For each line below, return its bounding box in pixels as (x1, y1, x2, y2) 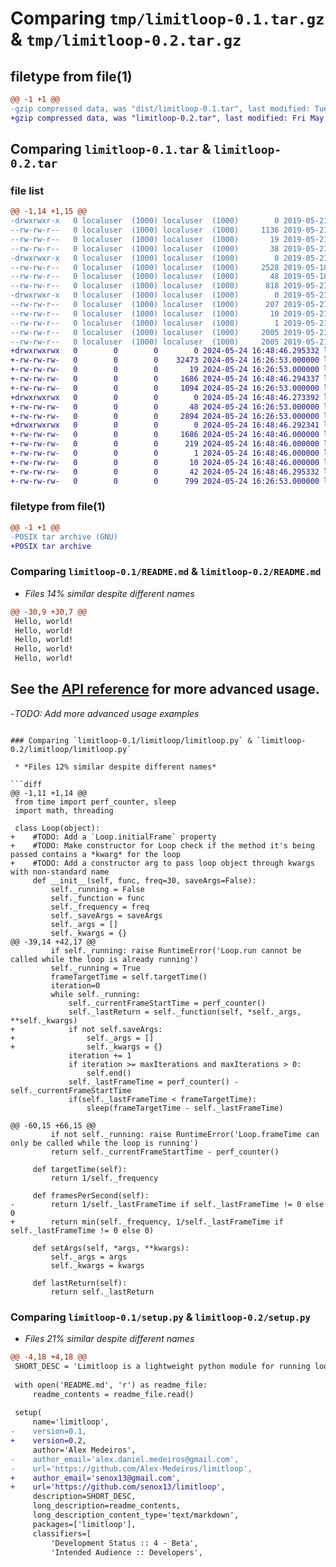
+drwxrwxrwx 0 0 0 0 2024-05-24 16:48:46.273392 (10, 392, 320, 402)
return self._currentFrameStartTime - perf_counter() (50, 1147, 280, 1157)
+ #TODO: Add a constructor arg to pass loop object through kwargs (10, 858, 315, 868)
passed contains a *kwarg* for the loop (10, 849, 182, 859)
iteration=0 (50, 980, 101, 991)
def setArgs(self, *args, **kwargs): (32, 1243, 190, 1253)
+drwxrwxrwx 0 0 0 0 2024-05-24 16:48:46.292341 (10, 420, 320, 431)
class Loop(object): (14, 823, 101, 833)
